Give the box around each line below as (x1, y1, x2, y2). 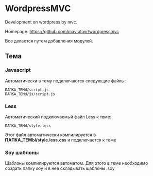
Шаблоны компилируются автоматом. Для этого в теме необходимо (5, 160, 148, 166)
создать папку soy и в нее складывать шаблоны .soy (5, 165, 115, 171)
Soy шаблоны (5, 149, 39, 156)
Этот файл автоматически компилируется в (5, 132, 96, 137)
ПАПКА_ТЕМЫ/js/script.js (5, 91, 55, 97)
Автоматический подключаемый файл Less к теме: (5, 114, 112, 119)
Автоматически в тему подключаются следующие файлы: (5, 78, 126, 83)
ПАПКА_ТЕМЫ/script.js (5, 87, 49, 92)
